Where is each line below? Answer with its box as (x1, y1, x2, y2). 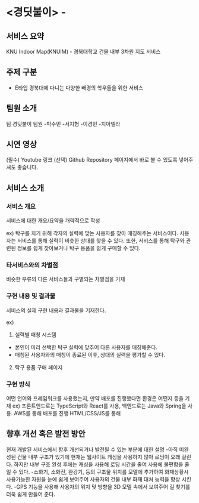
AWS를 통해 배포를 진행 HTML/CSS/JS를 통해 (14, 410, 121, 417)
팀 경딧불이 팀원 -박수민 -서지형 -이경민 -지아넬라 (6, 120, 121, 127)
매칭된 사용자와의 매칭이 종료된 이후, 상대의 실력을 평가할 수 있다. (14, 351, 165, 358)
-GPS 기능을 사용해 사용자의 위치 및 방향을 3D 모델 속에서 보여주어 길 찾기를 (14, 483, 191, 490)
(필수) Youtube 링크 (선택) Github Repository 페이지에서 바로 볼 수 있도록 (6, 156, 178, 163)
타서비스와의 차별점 (6, 261, 58, 269)
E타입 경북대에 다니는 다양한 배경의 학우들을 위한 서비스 (14, 84, 144, 91)
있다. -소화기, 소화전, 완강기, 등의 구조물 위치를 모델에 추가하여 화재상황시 (18, 468, 189, 475)
